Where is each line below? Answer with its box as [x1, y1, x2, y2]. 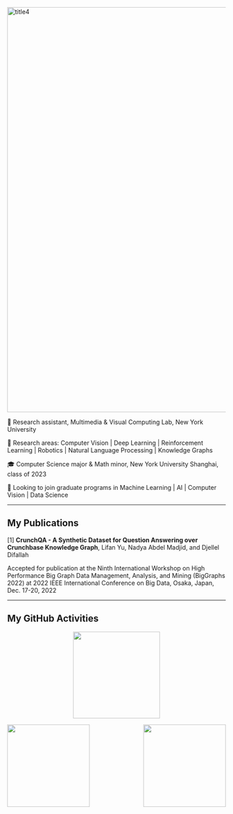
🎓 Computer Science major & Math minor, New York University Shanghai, [7, 460, 219, 468]
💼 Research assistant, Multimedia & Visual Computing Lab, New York [7, 418, 203, 426]
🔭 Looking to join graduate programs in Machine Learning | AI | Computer [7, 484, 217, 491]
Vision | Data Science [7, 491, 69, 499]
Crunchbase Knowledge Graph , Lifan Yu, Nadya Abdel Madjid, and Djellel [7, 543, 220, 551]
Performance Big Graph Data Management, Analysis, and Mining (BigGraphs [7, 571, 225, 579]
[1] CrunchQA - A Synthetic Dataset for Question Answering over [7, 536, 198, 544]
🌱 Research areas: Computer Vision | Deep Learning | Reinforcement [7, 439, 203, 447]
